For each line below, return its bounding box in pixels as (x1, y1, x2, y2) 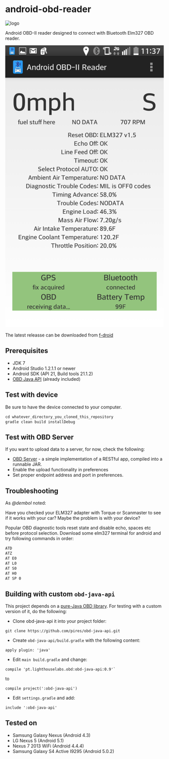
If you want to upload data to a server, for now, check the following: (5, 446, 145, 452)
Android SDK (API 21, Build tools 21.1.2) (12, 371, 93, 377)
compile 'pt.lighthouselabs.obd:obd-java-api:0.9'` (5, 667, 116, 672)
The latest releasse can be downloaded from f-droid (5, 332, 114, 338)
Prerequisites (5, 347, 48, 355)
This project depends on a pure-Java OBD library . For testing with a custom (5, 603, 162, 609)
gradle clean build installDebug (5, 419, 75, 425)
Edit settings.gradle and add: (12, 695, 75, 701)
